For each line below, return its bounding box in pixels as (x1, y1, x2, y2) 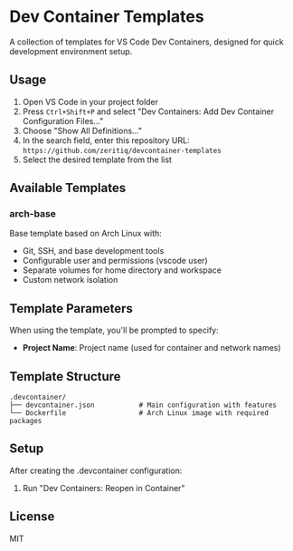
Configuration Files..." (22, 115, 104, 126)
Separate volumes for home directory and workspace (22, 265, 222, 275)
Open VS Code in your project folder (22, 96, 159, 107)
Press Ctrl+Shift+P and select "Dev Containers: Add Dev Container (22, 106, 274, 117)
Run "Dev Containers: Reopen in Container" (22, 482, 185, 493)
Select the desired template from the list (22, 154, 172, 165)
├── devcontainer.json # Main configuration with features (9, 401, 278, 410)
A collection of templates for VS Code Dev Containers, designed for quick (9, 36, 284, 47)
